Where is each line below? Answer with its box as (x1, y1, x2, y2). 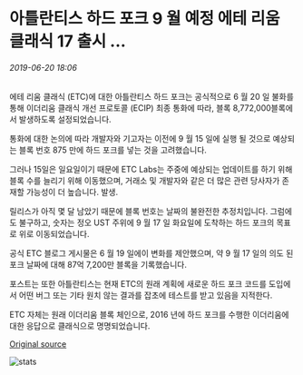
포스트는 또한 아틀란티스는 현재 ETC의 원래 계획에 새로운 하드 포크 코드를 (9, 279, 268, 290)
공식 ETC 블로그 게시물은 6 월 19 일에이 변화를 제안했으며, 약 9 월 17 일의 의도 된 (9, 248, 294, 259)
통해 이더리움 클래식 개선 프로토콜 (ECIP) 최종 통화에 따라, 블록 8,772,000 (9, 103, 272, 113)
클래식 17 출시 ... (9, 31, 127, 52)
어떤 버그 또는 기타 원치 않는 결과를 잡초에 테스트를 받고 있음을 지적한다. (18, 290, 273, 301)
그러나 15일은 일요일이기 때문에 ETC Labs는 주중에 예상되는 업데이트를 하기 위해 (9, 164, 293, 175)
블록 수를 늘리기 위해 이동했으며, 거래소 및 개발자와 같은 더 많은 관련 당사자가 (9, 175, 280, 186)
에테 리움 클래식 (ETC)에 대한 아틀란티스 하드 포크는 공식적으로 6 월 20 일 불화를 (9, 92, 295, 103)
